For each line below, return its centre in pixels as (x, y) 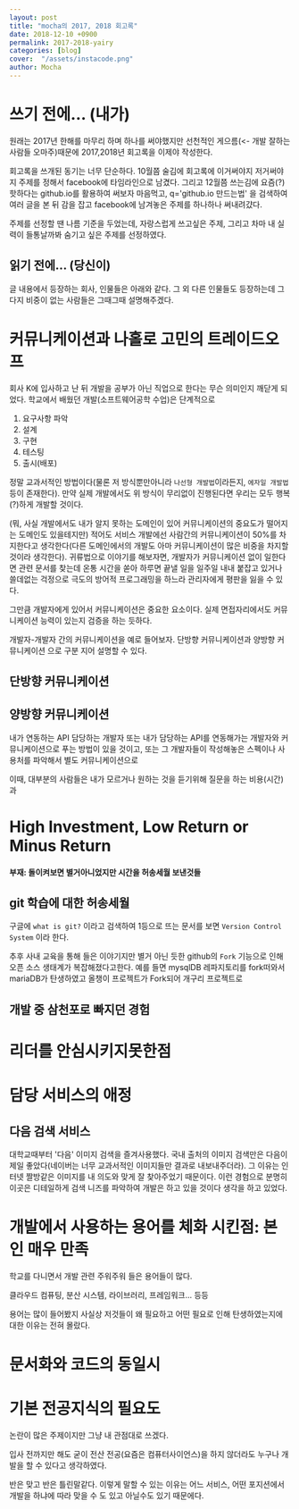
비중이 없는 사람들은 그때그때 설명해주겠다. (100, 299)
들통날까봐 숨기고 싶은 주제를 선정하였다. (96, 234)
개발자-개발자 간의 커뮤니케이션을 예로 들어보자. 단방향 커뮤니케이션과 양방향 (142, 639)
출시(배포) (40, 463)
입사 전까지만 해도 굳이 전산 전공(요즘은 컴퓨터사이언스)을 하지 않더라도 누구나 (144, 1454)
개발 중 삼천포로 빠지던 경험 (79, 1009)
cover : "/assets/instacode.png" (71, 59)
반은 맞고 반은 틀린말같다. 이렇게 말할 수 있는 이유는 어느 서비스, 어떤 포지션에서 (147, 1484)
